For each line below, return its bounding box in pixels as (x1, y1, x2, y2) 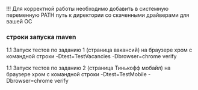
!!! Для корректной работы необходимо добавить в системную (6, 5, 169, 12)
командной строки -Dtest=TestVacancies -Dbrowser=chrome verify (6, 53, 177, 60)
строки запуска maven (6, 32, 76, 41)
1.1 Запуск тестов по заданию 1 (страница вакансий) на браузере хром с (6, 46, 193, 53)
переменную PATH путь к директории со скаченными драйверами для (6, 11, 190, 19)
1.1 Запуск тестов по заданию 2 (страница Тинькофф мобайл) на (6, 64, 171, 71)
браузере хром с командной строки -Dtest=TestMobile (6, 71, 147, 78)
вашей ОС (6, 18, 32, 25)
